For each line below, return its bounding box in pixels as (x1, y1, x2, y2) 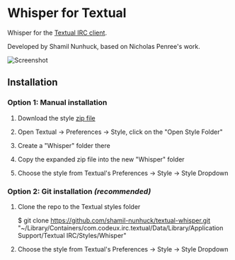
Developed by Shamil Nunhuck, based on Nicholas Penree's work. (7, 42, 200, 50)
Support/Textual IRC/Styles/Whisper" (17, 231, 127, 239)
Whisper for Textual (7, 5, 127, 21)
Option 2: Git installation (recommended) (7, 186, 151, 196)
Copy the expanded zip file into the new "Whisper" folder (17, 154, 185, 164)
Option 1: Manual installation (7, 98, 108, 108)
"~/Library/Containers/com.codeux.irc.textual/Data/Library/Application (17, 223, 224, 232)
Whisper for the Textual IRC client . (7, 28, 108, 37)
